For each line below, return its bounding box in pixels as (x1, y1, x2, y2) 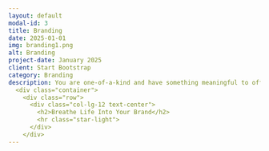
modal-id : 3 (8, 19, 48, 27)
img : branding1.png (8, 42, 74, 50)
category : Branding (8, 71, 74, 79)
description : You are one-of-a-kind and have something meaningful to (8, 78, 249, 86)
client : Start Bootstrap (8, 64, 91, 72)
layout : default (8, 11, 62, 20)
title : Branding (8, 26, 62, 34)
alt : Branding (8, 49, 56, 57)
